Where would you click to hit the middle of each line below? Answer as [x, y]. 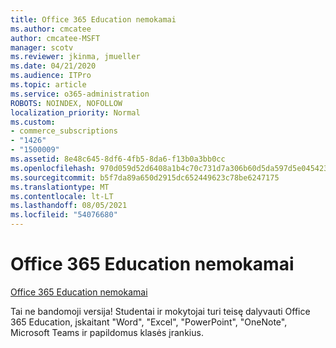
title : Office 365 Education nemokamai [93, 19]
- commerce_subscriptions [64, 131]
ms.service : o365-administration [80, 94]
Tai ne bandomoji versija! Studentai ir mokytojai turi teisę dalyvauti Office [160, 311]
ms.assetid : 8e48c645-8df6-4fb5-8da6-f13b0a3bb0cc [118, 159]
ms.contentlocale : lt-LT [62, 196]
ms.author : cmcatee [51, 29]
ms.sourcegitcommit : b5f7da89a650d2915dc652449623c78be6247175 [145, 177]
